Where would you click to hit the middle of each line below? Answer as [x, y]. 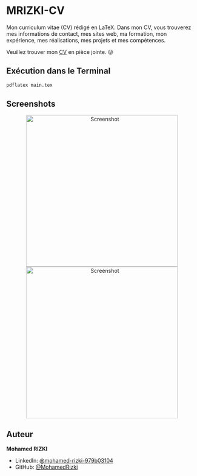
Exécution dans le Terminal [58, 71]
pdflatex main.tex [29, 85]
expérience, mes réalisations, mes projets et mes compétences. [86, 40]
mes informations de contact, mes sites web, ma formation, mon [87, 33]
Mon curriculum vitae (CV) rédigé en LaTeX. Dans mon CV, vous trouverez [99, 27]
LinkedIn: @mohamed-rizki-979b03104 [64, 461]
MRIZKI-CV [35, 11]
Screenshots [31, 104]
